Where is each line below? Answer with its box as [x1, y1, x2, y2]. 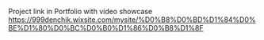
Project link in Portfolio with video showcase [8, 7, 153, 16]
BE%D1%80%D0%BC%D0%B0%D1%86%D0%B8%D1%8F [8, 24, 204, 32]
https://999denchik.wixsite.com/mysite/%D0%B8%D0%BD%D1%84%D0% [8, 15, 256, 24]
